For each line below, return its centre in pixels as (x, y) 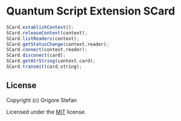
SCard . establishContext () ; (40, 27)
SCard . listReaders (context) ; (43, 38)
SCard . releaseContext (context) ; (47, 33)
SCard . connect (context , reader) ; (47, 50)
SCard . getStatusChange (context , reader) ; (58, 44)
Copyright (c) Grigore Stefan (42, 100)
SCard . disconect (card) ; (36, 56)
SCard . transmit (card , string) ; (44, 67)
